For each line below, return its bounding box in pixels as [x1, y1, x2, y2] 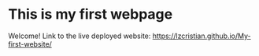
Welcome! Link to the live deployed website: [8, 31, 151, 40]
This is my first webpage [8, 5, 173, 23]
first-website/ [8, 39, 53, 48]
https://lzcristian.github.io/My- [152, 31, 251, 40]
